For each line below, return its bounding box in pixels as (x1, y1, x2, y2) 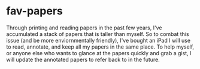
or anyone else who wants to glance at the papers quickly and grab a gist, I (6, 49, 192, 56)
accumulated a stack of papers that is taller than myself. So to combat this (6, 30, 190, 37)
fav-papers (6, 4, 63, 18)
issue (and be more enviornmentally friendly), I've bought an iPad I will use (6, 37, 190, 44)
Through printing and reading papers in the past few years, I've (6, 24, 162, 31)
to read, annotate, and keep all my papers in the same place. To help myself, (6, 43, 195, 50)
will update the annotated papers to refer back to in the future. (6, 56, 160, 63)
